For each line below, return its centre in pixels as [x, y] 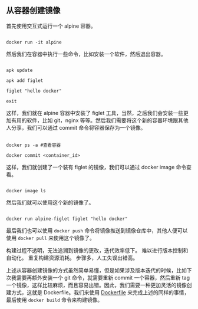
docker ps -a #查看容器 [33, 145]
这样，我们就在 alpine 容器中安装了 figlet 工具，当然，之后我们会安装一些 [95, 113]
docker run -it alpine [34, 42]
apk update [19, 70]
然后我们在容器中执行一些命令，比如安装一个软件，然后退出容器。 [86, 54]
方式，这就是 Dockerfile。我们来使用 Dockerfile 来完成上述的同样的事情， [100, 292]
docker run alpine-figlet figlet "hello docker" [67, 219]
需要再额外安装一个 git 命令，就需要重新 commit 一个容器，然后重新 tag [103, 277]
